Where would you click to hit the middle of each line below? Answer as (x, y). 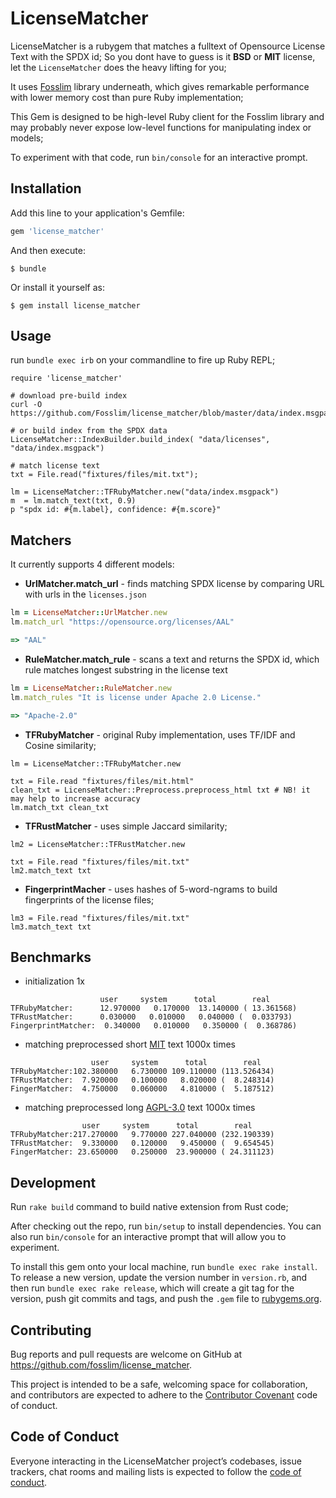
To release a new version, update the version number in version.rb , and (159, 1278)
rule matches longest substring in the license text (126, 669)
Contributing (51, 1330)
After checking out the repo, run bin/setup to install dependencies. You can (166, 1226)
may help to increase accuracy (75, 798)
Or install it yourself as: (57, 287)
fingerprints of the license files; (89, 899)
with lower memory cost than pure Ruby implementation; (127, 97)
